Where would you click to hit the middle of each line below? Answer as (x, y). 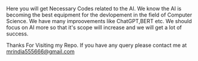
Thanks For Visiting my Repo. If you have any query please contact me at (97, 45)
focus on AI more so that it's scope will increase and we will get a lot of (94, 27)
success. (17, 34)
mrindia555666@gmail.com (40, 52)
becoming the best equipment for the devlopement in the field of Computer (99, 15)
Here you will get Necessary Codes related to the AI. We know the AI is (94, 9)
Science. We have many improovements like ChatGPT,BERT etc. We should (99, 21)
